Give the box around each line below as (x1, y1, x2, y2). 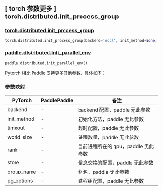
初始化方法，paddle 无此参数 (78, 116, 144, 122)
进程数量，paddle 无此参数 (78, 134, 139, 141)
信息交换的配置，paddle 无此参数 (78, 159, 154, 166)
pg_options (7, 177, 33, 184)
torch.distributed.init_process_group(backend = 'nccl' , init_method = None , (5, 38, 158, 43)
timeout (7, 124, 25, 131)
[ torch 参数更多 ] (5, 4, 57, 13)
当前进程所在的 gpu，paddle (78, 143, 143, 150)
